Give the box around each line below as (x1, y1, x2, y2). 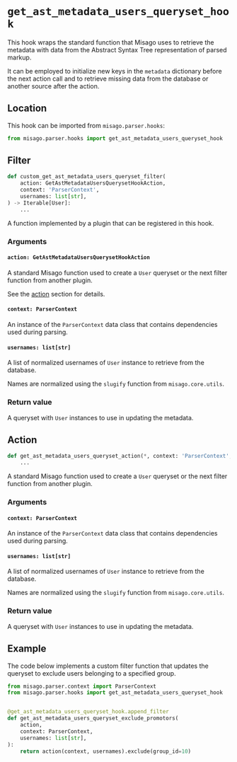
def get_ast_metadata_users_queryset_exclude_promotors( (7, 715, 179, 722)
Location (7, 103, 47, 115)
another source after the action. (7, 81, 100, 90)
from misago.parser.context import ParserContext (7, 683, 157, 690)
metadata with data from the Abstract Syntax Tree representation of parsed (7, 45, 228, 54)
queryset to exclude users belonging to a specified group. (7, 669, 176, 677)
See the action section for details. (7, 289, 105, 298)
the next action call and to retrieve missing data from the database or (7, 74, 209, 83)
